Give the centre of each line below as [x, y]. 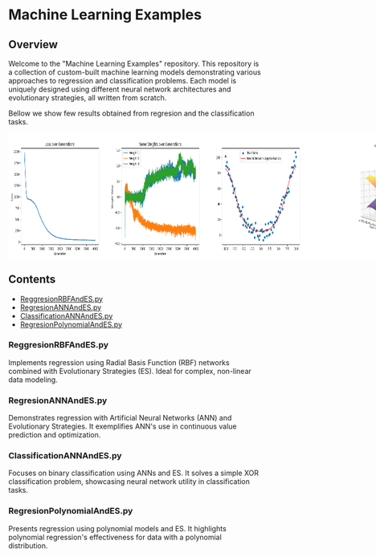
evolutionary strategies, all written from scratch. [88, 98]
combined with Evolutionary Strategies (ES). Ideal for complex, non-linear [130, 371]
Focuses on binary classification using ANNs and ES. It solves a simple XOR [134, 473]
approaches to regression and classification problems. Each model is [123, 81]
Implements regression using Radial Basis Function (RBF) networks [119, 362]
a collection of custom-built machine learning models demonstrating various [135, 72]
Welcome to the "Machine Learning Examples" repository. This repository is [134, 63]
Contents [32, 280]
